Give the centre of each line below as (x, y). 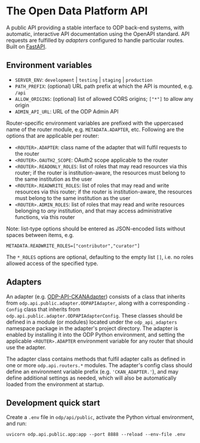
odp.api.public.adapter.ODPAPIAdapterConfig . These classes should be (95, 315)
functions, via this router (45, 217)
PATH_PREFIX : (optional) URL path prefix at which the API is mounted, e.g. (104, 86)
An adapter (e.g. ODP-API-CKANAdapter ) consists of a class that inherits (96, 296)
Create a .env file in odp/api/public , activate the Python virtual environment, (100, 417)
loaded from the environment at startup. (55, 384)
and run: (16, 424)
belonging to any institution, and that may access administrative (93, 211)
